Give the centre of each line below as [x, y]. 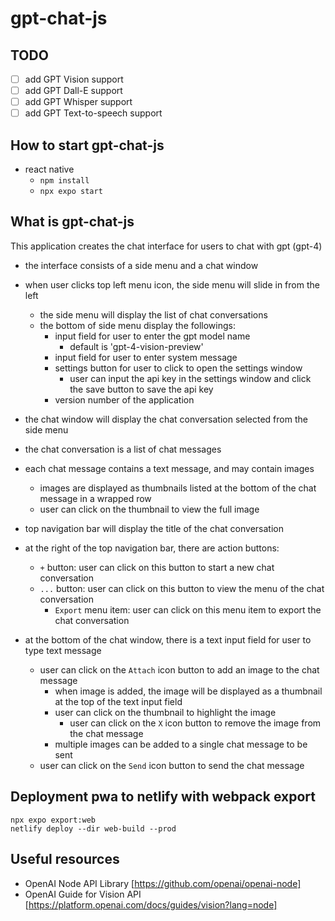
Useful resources [65, 859]
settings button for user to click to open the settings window [178, 368]
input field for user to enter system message [146, 357]
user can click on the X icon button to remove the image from [195, 723]
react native [49, 169]
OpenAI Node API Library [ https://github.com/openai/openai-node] [163, 883]
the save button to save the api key [141, 389]
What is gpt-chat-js [72, 222]
